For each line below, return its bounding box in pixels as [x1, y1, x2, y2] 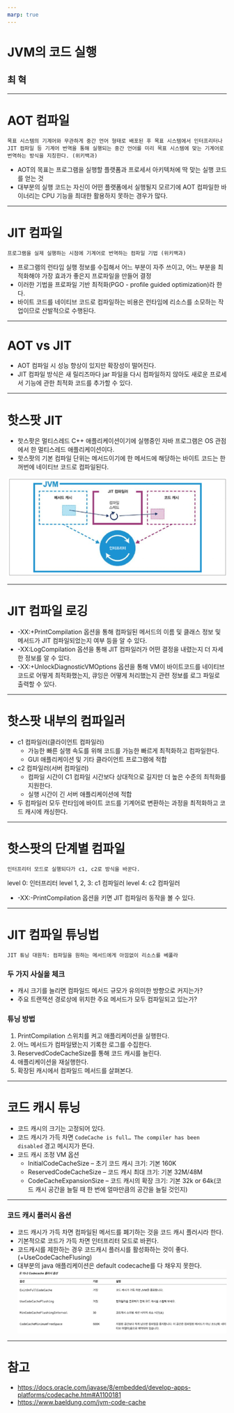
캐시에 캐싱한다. [24, 808, 68, 816]
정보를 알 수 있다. [24, 654, 72, 662]
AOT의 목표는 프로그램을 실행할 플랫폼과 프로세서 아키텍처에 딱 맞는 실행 [17, 165, 214, 173]
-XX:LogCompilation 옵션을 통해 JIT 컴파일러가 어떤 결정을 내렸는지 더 [17, 645, 211, 654]
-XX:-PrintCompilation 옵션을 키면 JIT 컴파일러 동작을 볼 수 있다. [17, 893, 196, 902]
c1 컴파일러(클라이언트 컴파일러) [17, 738, 104, 747]
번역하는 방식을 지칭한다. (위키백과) [7, 152, 98, 159]
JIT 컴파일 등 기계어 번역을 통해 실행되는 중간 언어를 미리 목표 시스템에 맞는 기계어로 [7, 145, 224, 152]
